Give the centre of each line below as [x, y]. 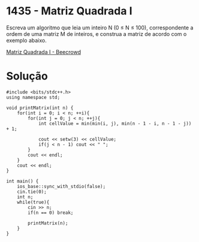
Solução [27, 76]
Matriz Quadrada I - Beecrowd [43, 52]
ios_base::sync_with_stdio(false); [61, 186]
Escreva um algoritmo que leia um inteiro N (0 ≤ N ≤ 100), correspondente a [100, 28]
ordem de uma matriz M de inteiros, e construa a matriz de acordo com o [97, 34]
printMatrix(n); [48, 223]
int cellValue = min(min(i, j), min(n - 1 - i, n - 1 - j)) [115, 123]
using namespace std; [33, 97]
